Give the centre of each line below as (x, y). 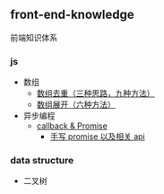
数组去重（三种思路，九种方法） (95, 93)
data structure (42, 161)
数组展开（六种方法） (76, 105)
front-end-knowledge (73, 15)
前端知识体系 (34, 37)
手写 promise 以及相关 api (98, 137)
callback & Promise (72, 126)
